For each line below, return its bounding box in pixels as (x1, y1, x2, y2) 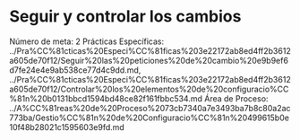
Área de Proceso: (204, 92, 269, 104)
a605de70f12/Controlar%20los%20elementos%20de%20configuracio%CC (9, 83, 289, 94)
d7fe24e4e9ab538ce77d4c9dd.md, (9, 65, 141, 75)
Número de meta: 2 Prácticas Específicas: (9, 36, 164, 47)
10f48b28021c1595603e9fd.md (9, 121, 125, 132)
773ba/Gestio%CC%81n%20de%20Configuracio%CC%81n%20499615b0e (9, 112, 289, 123)
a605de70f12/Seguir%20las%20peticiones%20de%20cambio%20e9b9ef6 (9, 55, 289, 66)
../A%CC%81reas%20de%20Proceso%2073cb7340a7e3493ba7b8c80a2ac (9, 102, 291, 113)
